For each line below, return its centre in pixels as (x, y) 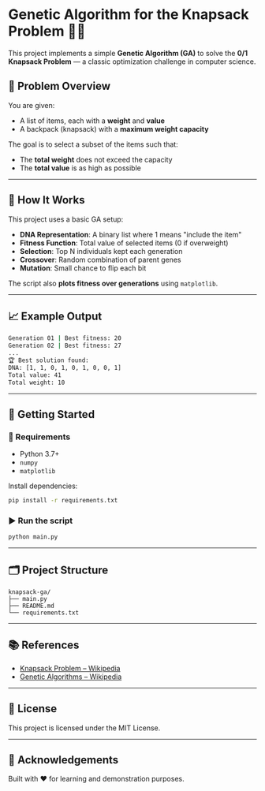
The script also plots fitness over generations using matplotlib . (113, 283)
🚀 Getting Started (52, 414)
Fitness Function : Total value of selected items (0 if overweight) (124, 243)
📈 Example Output (55, 316)
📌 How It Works (47, 200)
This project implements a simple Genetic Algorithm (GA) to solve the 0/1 (128, 53)
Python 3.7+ (39, 454)
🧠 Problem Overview (59, 86)
